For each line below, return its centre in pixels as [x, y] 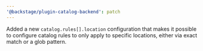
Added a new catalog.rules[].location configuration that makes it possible [101, 29]
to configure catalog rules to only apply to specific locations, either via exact [102, 35]
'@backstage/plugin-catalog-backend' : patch [63, 12]
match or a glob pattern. [36, 41]
